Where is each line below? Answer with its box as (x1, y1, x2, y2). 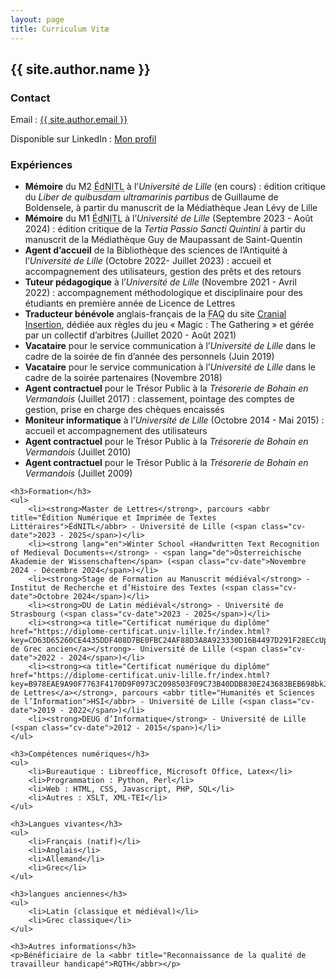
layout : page (10, 14, 65, 25)
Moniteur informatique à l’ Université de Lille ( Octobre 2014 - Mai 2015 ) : (24, 414, 325, 426)
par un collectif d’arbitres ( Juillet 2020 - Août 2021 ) (24, 329, 237, 341)
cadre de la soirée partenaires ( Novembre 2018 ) (24, 372, 223, 384)
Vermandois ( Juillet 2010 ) (24, 446, 132, 458)
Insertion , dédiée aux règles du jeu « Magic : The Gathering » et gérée (24, 319, 315, 331)
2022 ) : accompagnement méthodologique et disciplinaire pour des (24, 287, 303, 299)
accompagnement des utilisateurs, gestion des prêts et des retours (24, 266, 302, 278)
